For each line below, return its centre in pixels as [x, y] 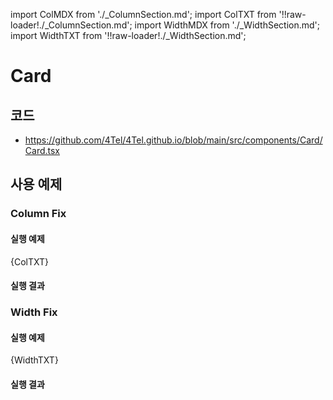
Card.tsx [42, 150]
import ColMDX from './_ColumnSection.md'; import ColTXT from [143, 14]
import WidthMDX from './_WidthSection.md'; [227, 25]
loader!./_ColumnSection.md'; [71, 25]
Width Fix [34, 312]
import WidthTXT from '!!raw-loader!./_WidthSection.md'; [128, 35]
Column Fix [38, 214]
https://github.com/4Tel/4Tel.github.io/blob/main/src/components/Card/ [173, 140]
